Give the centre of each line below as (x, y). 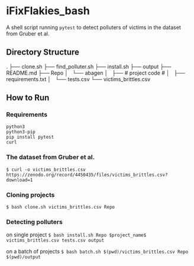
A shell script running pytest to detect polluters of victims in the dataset (94, 27)
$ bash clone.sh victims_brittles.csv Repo (61, 207)
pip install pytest (30, 137)
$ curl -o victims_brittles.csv (46, 169)
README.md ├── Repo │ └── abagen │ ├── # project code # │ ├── (96, 73)
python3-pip (21, 132)
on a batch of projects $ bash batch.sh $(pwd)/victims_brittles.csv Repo (97, 251)
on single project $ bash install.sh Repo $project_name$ (76, 235)
